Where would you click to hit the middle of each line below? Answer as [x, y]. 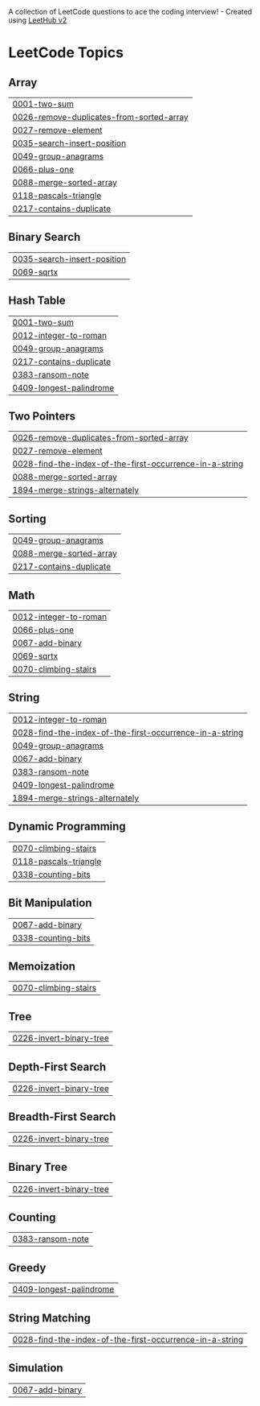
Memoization [42, 966]
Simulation [36, 1368]
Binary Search [45, 237]
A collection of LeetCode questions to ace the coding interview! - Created [130, 12]
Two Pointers [42, 417]
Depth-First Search [57, 1067]
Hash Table [37, 301]
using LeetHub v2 [38, 20]
